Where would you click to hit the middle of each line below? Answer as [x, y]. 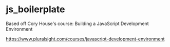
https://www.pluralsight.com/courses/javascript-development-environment [85, 39]
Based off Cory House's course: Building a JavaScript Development [77, 24]
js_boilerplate [35, 9]
